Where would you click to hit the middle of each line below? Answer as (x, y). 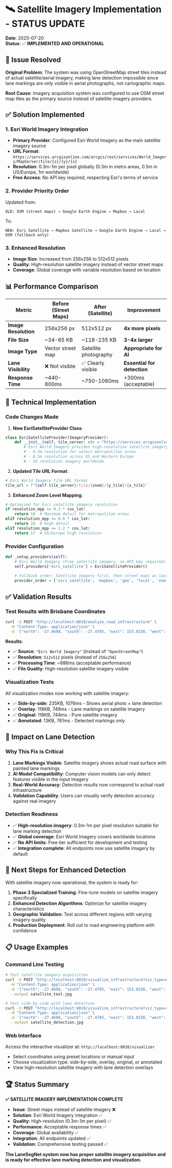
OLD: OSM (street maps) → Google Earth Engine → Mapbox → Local (75, 211)
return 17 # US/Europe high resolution (58, 533)
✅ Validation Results (38, 597)
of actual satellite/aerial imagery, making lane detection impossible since (82, 77)
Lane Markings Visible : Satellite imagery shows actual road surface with (89, 763)
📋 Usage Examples (37, 947)
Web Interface (24, 1035)
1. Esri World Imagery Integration (47, 129)
